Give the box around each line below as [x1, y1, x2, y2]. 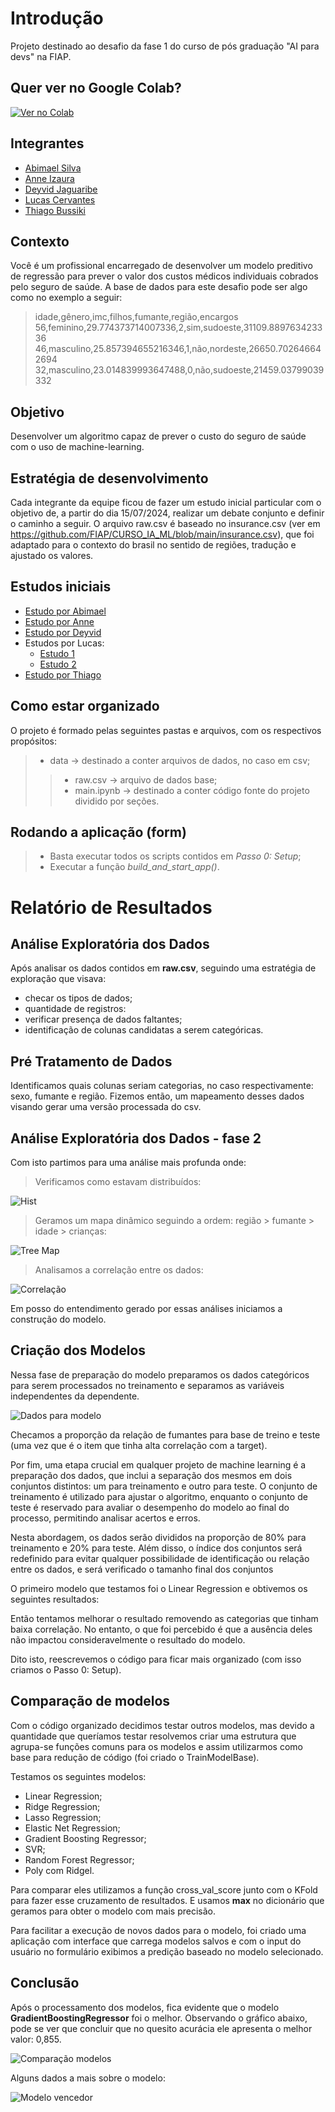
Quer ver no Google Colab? [10, 80, 182, 97]
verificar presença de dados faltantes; [24, 1013, 183, 1026]
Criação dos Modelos [10, 1342, 147, 1359]
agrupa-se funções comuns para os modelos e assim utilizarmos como [10, 1740, 303, 1752]
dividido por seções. [74, 795, 160, 807]
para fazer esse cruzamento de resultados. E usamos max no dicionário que [10, 1894, 325, 1906]
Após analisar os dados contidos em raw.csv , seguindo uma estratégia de [10, 962, 317, 974]
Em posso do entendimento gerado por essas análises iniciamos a [10, 1303, 283, 1315]
